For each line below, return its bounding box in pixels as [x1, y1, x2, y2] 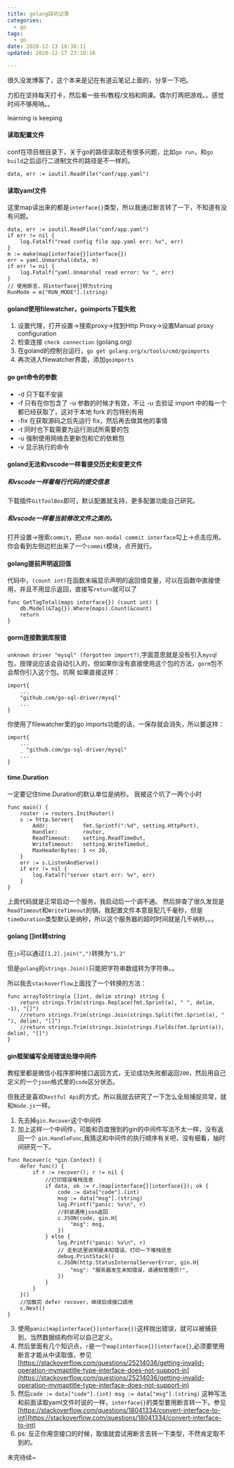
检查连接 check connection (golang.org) [17, 338, 132, 346]
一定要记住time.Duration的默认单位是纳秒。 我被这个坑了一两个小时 [7, 790, 202, 798]
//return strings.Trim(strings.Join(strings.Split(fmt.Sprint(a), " [20, 1011, 225, 1019]
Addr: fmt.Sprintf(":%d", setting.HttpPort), [32, 822, 200, 829]
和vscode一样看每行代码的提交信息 [7, 477, 110, 486]
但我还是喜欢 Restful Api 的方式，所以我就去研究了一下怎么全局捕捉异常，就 [7, 1092, 227, 1101]
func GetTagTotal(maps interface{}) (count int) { [7, 599, 159, 606]
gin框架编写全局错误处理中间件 [7, 1051, 97, 1060]
